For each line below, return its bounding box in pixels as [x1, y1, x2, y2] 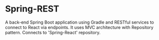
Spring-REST [5, 3, 60, 14]
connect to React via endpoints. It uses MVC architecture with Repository [5, 24, 154, 30]
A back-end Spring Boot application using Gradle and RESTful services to [5, 19, 154, 25]
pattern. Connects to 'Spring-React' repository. [5, 29, 101, 35]
